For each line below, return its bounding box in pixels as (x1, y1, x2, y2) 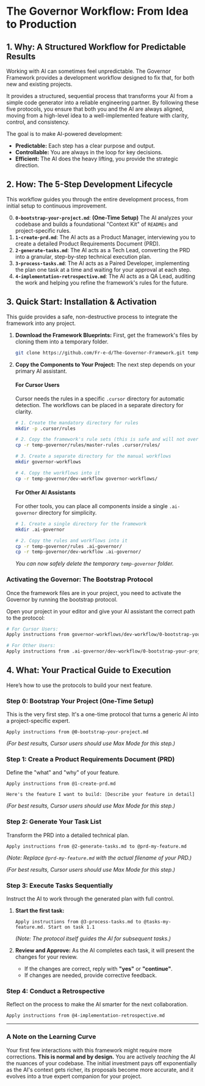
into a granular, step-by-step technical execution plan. (15, 253, 151, 260)
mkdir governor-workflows (15, 459, 81, 465)
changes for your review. (15, 953, 78, 961)
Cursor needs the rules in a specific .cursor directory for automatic (15, 395, 185, 402)
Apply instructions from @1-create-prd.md (6, 781, 116, 787)
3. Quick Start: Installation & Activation (6, 297, 157, 307)
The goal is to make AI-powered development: (6, 130, 123, 137)
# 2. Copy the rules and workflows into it (15, 537, 128, 544)
